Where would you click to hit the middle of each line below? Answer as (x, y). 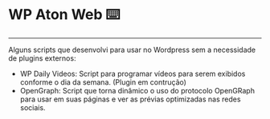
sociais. (33, 107)
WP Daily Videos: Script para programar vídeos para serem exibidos (133, 73)
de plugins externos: (42, 58)
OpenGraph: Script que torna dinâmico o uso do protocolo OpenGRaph (137, 90)
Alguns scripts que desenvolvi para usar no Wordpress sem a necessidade (132, 50)
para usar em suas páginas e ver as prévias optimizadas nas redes (130, 99)
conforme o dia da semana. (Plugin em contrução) (103, 82)
